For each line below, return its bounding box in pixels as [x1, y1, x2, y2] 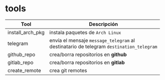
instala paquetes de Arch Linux [49, 29, 121, 36]
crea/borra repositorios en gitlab [49, 59, 125, 66]
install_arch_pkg [7, 29, 45, 36]
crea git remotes [49, 67, 87, 74]
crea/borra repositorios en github [49, 51, 127, 58]
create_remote [7, 67, 41, 74]
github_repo [7, 51, 35, 58]
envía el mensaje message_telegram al [49, 37, 135, 44]
